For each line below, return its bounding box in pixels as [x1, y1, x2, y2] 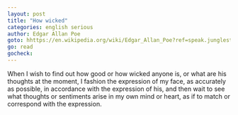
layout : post [7, 10, 46, 18]
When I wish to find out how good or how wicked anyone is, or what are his [7, 69, 227, 78]
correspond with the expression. [7, 99, 102, 108]
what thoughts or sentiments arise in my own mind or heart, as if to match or [7, 92, 231, 100]
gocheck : [7, 50, 33, 57]
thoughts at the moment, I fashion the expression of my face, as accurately [7, 77, 227, 85]
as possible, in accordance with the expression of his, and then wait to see [7, 84, 225, 93]
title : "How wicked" [7, 17, 69, 24]
